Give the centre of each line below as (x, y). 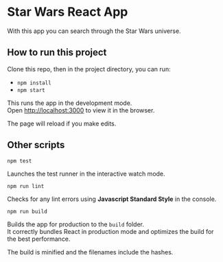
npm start (31, 90)
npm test (20, 161)
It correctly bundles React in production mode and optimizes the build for (110, 231)
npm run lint (26, 186)
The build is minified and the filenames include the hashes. (90, 252)
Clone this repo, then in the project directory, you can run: (89, 69)
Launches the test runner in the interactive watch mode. (86, 174)
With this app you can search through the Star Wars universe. (94, 31)
